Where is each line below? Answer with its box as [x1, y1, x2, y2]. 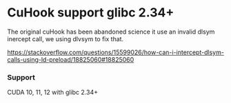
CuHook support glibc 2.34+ [7, 5, 174, 21]
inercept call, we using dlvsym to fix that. [7, 34, 124, 43]
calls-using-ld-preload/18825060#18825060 [7, 55, 134, 63]
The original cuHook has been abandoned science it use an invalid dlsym [7, 27, 215, 36]
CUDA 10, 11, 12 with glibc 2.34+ [7, 88, 99, 97]
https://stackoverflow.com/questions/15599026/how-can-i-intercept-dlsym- [7, 48, 224, 56]
